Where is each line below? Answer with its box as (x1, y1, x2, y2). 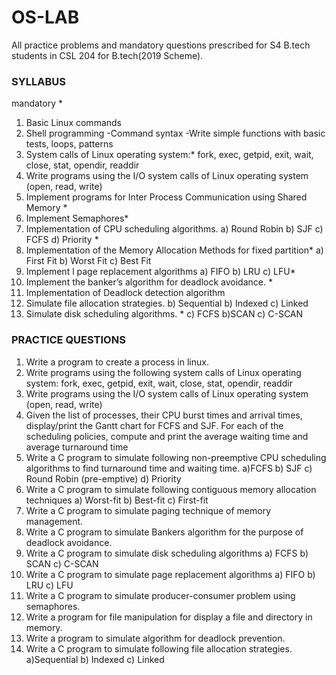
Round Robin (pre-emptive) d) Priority (25, 472, 182, 485)
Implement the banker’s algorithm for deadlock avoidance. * (25, 276, 273, 288)
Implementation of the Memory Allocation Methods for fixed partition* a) (25, 244, 324, 256)
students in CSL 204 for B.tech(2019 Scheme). (11, 49, 204, 61)
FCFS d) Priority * (25, 234, 99, 246)
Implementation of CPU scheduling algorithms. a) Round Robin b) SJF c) (25, 223, 324, 235)
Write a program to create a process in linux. (25, 356, 209, 368)
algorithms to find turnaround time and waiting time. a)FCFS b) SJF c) (25, 462, 313, 474)
